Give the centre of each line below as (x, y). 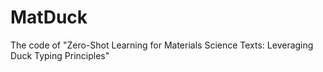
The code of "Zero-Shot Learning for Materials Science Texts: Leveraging (162, 45)
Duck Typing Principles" (60, 55)
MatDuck (49, 17)
